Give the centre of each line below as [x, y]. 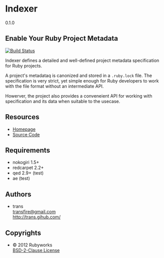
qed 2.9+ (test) [28, 173]
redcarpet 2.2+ [28, 168]
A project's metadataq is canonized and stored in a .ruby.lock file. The [78, 75]
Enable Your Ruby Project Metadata [62, 38]
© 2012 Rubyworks [32, 245]
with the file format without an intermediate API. [54, 86]
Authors [18, 194]
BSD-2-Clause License [36, 250]
